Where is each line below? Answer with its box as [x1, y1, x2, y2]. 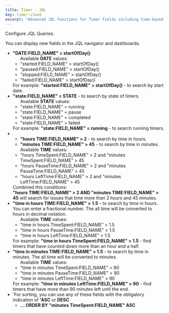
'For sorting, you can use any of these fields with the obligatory [12, 291, 145, 298]
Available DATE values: [20, 56, 68, 62]
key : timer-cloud [5, 12, 42, 17]
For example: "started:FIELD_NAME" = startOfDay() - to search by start [12, 82, 164, 88]
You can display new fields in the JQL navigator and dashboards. [5, 40, 140, 46]
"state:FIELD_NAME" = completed [20, 115, 91, 121]
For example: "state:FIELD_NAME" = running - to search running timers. [12, 125, 164, 131]
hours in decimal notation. [12, 211, 67, 217]
